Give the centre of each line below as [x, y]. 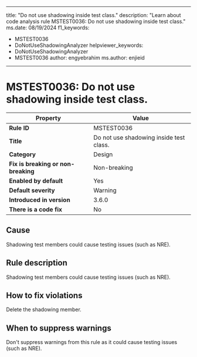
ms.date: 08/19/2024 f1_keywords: [48, 28]
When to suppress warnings [59, 328]
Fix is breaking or [34, 164]
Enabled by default [36, 181]
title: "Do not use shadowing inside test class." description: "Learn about [94, 15]
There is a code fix [36, 209]
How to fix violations [44, 295]
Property [48, 118]
